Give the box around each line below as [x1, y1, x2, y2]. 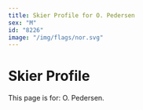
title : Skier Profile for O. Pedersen [8, 11, 135, 20]
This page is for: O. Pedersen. [8, 93, 104, 103]
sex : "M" [8, 19, 37, 27]
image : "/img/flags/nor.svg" [8, 33, 104, 42]
